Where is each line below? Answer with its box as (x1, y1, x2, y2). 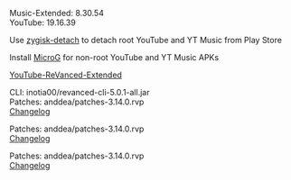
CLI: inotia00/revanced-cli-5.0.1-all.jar (9, 87, 150, 97)
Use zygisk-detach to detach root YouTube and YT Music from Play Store (9, 35, 283, 45)
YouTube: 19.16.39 (9, 17, 77, 28)
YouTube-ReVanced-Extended (9, 69, 122, 80)
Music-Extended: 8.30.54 (9, 8, 104, 18)
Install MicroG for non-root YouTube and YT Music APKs (9, 52, 220, 62)
